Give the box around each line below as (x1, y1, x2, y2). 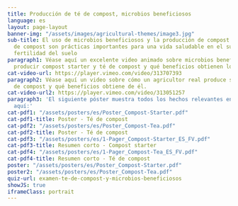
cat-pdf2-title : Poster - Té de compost (7, 129, 129, 136)
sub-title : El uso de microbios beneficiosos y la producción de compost (7, 37, 230, 44)
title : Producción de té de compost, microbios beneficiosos (7, 10, 192, 18)
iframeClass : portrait (7, 188, 74, 195)
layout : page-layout (7, 23, 69, 30)
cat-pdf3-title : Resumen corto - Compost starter (7, 142, 157, 149)
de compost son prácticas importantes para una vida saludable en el (13, 43, 223, 50)
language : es (7, 17, 46, 24)
